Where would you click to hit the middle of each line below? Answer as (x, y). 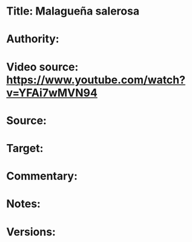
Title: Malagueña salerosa (73, 11)
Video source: (42, 67)
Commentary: (42, 176)
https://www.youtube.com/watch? (96, 80)
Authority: (33, 39)
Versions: (31, 232)
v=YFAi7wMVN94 (52, 93)
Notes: (24, 204)
